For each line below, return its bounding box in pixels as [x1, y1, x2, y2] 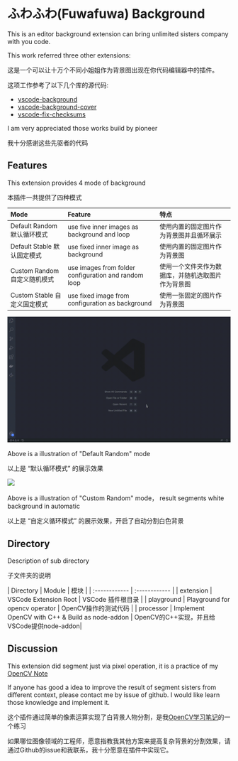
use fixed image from [67, 291, 130, 300]
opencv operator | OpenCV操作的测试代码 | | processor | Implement [7, 604, 205, 612]
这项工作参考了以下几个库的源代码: [7, 80, 109, 89]
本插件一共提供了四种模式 [7, 193, 82, 202]
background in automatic [7, 502, 80, 511]
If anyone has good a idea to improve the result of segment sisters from [7, 683, 217, 691]
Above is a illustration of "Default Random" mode [7, 450, 151, 458]
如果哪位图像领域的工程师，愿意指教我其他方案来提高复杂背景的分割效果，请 [7, 736, 231, 745]
